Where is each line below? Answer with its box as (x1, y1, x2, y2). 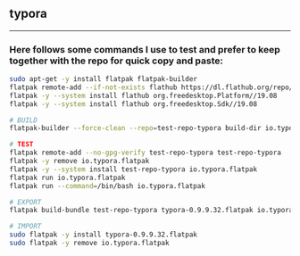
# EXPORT (9, 197, 42, 207)
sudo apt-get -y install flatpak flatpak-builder (9, 75, 198, 84)
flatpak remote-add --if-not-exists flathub (9, 83, 178, 92)
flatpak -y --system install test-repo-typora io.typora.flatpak (9, 164, 257, 174)
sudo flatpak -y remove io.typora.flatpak (9, 239, 170, 248)
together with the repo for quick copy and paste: (9, 54, 224, 67)
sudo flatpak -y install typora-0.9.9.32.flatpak (9, 230, 198, 239)
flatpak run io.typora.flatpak (9, 173, 126, 182)
